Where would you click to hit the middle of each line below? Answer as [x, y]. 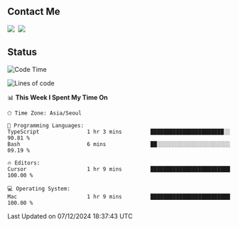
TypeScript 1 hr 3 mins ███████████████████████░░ [119, 132]
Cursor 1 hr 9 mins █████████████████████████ [119, 169]
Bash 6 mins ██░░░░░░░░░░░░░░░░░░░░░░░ [119, 144]
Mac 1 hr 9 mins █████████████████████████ [119, 196]
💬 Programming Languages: [45, 125]
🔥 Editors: [24, 163]
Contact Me [34, 12]
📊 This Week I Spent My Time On [58, 97]
